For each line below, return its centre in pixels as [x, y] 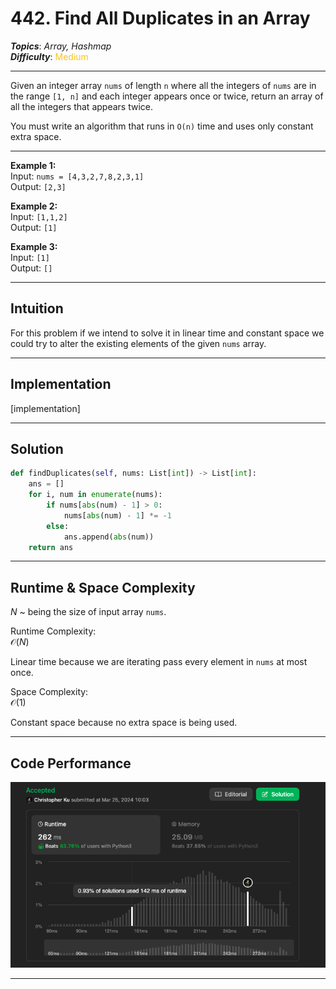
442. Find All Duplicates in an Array [160, 18]
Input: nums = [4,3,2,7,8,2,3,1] [77, 176]
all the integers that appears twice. [81, 106]
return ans [51, 547]
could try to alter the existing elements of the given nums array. [138, 343]
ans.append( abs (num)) [109, 537]
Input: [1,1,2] [39, 216]
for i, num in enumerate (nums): [95, 495]
